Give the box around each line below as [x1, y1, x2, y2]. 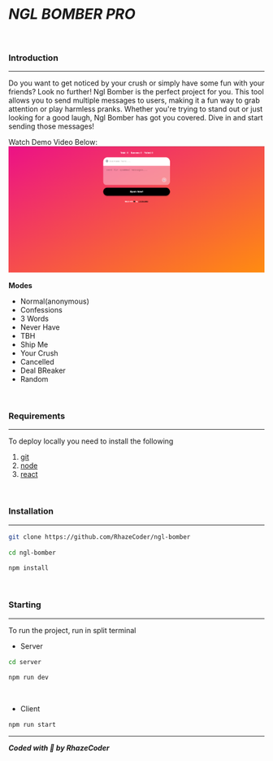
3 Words [19, 314, 49, 324]
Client [19, 704, 41, 714]
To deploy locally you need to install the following [8, 436, 174, 446]
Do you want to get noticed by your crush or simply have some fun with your [8, 78, 265, 88]
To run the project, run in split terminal [8, 625, 136, 635]
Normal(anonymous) [19, 296, 89, 306]
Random [19, 374, 49, 384]
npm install [8, 564, 49, 572]
